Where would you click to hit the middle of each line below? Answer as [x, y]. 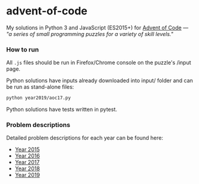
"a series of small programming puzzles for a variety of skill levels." [90, 34]
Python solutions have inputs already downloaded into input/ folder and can [100, 81]
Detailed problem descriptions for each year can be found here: [85, 138]
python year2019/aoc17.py [38, 98]
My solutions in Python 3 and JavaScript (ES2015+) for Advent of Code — [97, 28]
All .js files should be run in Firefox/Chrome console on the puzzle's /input [99, 63]
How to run [22, 49]
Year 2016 [27, 156]
